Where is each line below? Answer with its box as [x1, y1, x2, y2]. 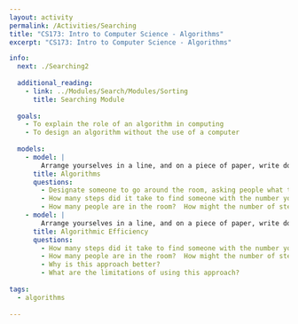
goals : [17, 112, 42, 121]
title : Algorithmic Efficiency [32, 227, 149, 236]
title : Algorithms [32, 170, 101, 178]
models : [17, 145, 46, 154]
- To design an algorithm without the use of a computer [25, 128, 240, 138]
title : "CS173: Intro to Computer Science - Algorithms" [9, 29, 224, 38]
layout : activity [9, 12, 74, 22]
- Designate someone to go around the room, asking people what [41, 186, 284, 195]
